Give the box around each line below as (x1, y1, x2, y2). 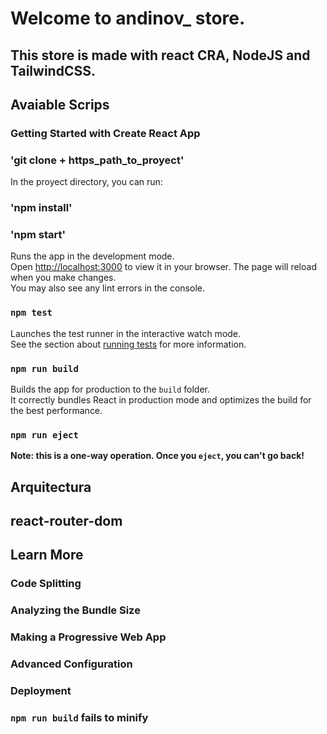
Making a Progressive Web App (10, 630, 167, 644)
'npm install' (10, 201, 73, 215)
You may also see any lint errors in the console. (10, 282, 205, 294)
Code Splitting (10, 577, 82, 591)
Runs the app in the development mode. (10, 250, 175, 262)
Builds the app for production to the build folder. (10, 383, 211, 395)
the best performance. (10, 405, 103, 416)
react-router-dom (10, 513, 123, 530)
